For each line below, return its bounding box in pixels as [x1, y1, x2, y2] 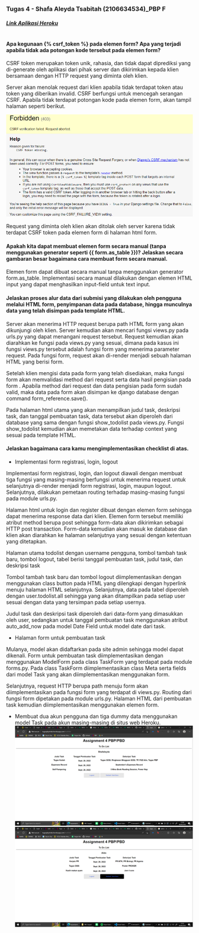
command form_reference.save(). [6, 395, 88, 402]
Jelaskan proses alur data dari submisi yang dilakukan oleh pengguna [6, 295, 182, 302]
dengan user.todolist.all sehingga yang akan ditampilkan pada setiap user [6, 592, 185, 599]
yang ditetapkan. [6, 538, 47, 545]
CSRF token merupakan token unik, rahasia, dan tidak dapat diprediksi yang [6, 60, 191, 67]
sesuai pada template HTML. [6, 432, 76, 439]
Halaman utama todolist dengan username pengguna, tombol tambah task [6, 549, 187, 556]
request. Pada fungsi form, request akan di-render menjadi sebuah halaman [6, 352, 191, 359]
